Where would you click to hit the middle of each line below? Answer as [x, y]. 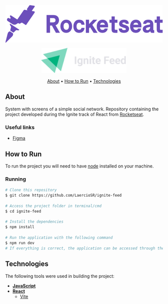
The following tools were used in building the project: [60, 276]
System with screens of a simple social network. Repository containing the [82, 109]
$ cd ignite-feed [23, 211]
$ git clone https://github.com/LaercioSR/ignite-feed [63, 196]
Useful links [20, 127]
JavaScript [24, 285]
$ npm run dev [20, 243]
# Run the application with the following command [59, 238]
